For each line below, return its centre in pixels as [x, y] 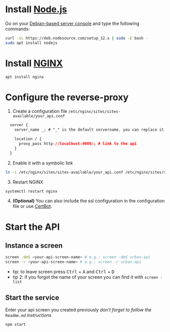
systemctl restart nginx [31, 191]
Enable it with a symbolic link [43, 163]
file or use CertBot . [32, 206]
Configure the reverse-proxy [67, 97]
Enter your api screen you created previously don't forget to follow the [78, 310]
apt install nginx [25, 77]
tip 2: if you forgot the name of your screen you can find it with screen [85, 277]
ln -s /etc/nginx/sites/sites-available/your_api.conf [64, 172]
